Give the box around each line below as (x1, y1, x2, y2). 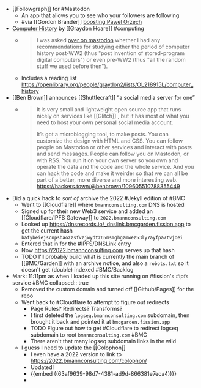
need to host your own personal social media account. (36, 119, 174, 126)
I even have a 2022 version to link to (30, 351, 122, 357)
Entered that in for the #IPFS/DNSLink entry (21, 240, 131, 247)
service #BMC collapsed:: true (12, 279, 89, 286)
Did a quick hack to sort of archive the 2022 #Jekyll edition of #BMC (12, 195, 185, 201)
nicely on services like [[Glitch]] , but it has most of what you (36, 113, 189, 119)
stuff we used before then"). (36, 62, 108, 70)
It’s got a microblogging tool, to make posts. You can (36, 131, 169, 138)
